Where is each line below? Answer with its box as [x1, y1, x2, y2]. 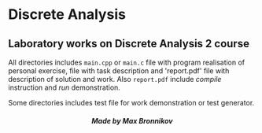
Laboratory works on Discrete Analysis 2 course [8, 37, 250, 50]
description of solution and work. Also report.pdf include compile [8, 75, 222, 83]
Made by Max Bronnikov [91, 116, 173, 125]
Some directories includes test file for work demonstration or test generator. [8, 98, 255, 107]
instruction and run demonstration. [8, 83, 120, 92]
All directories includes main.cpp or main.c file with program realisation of [8, 57, 245, 67]
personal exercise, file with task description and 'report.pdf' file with [8, 66, 230, 76]
